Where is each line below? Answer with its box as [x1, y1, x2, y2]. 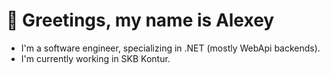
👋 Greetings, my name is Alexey [6, 9, 275, 32]
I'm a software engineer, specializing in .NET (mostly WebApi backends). [20, 42, 321, 54]
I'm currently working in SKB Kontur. [20, 52, 171, 64]
